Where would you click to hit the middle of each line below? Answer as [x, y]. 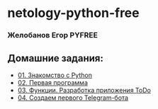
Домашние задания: [56, 58]
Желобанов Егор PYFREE [52, 35]
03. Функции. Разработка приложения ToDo [84, 90]
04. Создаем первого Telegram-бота [73, 98]
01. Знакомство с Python [55, 75]
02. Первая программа [53, 82]
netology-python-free [73, 13]
